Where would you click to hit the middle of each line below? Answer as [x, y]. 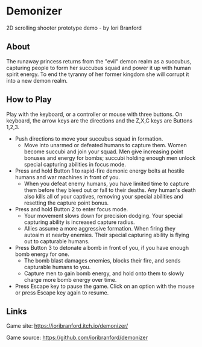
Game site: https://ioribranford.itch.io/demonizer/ [67, 326]
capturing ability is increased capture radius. [79, 222]
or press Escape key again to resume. [62, 292]
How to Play [29, 100]
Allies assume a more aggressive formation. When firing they [100, 228]
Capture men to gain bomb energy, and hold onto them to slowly [104, 273]
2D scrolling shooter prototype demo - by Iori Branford [74, 28]
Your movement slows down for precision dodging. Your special [103, 215]
